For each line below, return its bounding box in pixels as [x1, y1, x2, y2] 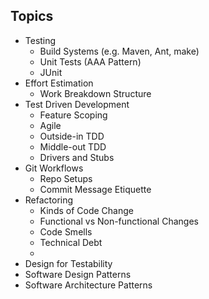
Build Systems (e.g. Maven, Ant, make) [39, 45, 200, 57]
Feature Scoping [39, 109, 108, 121]
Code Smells [39, 225, 93, 238]
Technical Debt [39, 236, 103, 248]
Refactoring [24, 194, 74, 206]
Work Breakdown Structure [39, 87, 152, 99]
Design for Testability [24, 257, 113, 269]
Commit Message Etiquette [39, 183, 152, 195]
